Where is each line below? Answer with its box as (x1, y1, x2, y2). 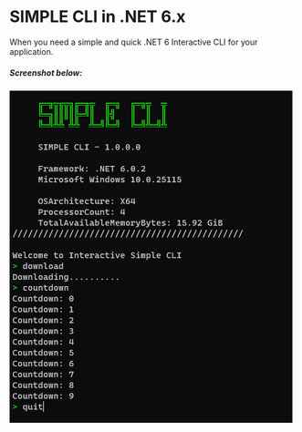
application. (9, 46, 54, 57)
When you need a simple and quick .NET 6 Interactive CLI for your (9, 36, 258, 47)
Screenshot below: (9, 67, 83, 78)
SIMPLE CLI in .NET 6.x (9, 6, 186, 27)
